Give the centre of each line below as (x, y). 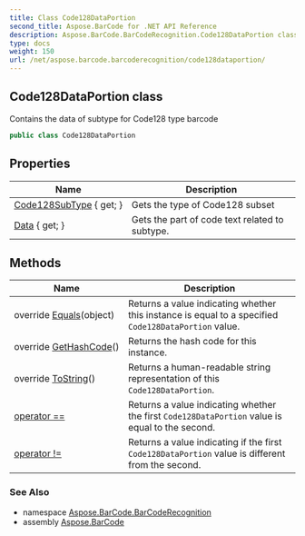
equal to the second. (172, 428)
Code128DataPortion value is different (207, 453)
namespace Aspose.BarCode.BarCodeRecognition (117, 512)
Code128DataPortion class (86, 97)
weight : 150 (32, 52)
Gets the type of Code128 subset (203, 204)
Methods (35, 263)
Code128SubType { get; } (69, 204)
